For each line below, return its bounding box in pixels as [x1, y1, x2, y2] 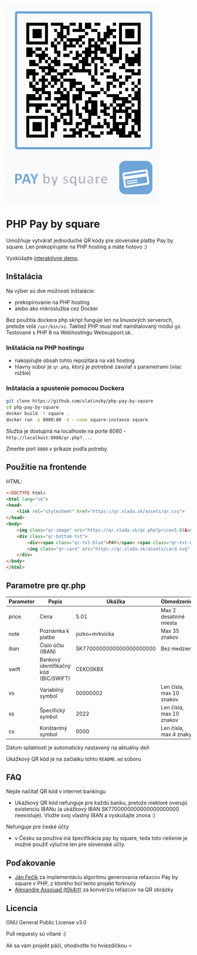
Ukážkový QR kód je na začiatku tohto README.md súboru [6, 755, 142, 762]
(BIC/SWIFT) [39, 675, 70, 682]
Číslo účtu [39, 642, 64, 649]
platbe [39, 634, 55, 641]
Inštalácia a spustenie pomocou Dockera [6, 384, 125, 392]
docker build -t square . [6, 411, 69, 417]
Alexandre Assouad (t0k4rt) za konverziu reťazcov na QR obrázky [14, 886, 174, 893]
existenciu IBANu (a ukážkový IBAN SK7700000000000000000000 [14, 805, 179, 813]
